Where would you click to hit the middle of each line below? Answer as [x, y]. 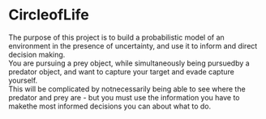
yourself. [23, 80]
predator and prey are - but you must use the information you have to [124, 97]
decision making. [37, 54]
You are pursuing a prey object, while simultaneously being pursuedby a [129, 63]
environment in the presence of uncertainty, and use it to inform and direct [133, 45]
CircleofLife [49, 15]
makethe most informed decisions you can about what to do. [110, 106]
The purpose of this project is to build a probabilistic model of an [116, 37]
